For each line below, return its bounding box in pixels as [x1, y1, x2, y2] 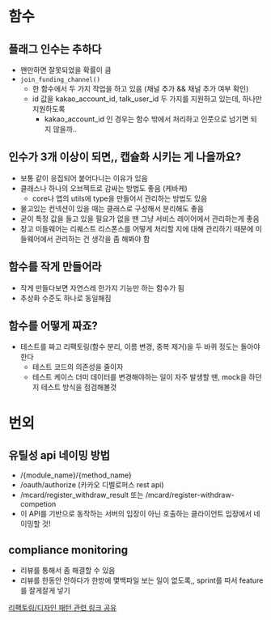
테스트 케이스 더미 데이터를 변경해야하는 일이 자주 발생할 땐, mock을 [32, 372, 248, 382]
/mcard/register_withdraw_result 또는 [19, 490, 144, 500]
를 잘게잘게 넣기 [19, 586, 70, 596]
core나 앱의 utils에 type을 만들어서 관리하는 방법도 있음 [32, 193, 208, 203]
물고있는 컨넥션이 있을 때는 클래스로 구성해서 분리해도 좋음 [19, 203, 205, 213]
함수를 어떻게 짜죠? [8, 319, 99, 333]
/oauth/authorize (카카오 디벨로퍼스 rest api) [19, 480, 164, 490]
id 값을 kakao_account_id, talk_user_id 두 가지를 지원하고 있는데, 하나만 [32, 94, 263, 104]
